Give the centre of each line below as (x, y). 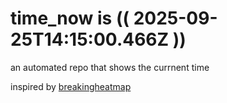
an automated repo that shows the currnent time (110, 67)
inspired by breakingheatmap (71, 86)
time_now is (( (70, 18)
